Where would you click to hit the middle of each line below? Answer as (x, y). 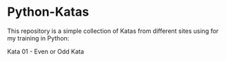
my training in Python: (38, 38)
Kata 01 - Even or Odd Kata (46, 51)
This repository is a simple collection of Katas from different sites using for (113, 31)
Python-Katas (48, 12)
